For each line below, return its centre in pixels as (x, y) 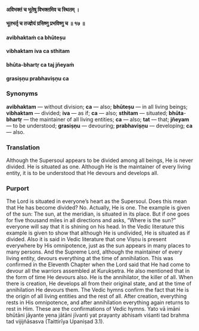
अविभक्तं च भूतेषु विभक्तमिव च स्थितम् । (43, 10)
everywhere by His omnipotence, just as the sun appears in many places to (98, 246)
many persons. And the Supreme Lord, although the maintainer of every (94, 252)
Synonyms (22, 93)
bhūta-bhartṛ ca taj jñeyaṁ (40, 64)
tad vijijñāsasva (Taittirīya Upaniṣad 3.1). (55, 321)
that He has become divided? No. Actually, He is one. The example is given (98, 208)
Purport (18, 189)
